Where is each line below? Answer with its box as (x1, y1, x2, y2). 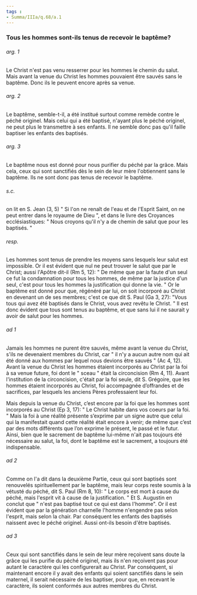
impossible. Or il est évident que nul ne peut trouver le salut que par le (6, 262, 176, 269)
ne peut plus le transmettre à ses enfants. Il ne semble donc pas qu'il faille (6, 123, 186, 130)
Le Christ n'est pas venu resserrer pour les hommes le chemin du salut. (6, 66, 179, 74)
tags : (6, 8, 22, 15)
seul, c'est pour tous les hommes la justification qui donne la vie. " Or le (6, 281, 180, 288)
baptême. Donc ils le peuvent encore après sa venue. (6, 79, 135, 86)
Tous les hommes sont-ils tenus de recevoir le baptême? (6, 34, 171, 42)
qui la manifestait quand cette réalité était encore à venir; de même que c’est (6, 418, 192, 425)
